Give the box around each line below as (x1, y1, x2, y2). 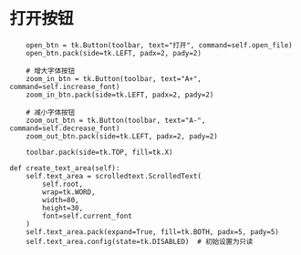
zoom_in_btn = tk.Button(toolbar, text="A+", (26, 74, 202, 83)
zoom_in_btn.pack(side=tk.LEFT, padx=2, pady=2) (26, 90, 214, 99)
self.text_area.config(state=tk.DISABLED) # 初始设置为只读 (26, 237, 254, 246)
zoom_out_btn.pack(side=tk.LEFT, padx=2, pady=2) (26, 131, 219, 141)
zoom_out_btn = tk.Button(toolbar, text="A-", (26, 116, 206, 125)
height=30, (42, 203, 84, 212)
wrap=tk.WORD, (42, 188, 96, 197)
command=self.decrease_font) (9, 124, 120, 133)
